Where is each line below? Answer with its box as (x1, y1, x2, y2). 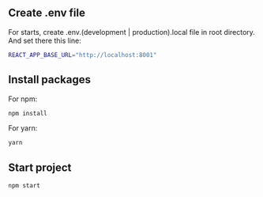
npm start (8, 182, 41, 190)
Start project (8, 161, 72, 174)
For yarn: (8, 123, 38, 133)
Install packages (8, 73, 91, 86)
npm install (8, 109, 47, 117)
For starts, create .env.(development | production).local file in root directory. (8, 27, 255, 36)
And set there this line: (8, 36, 81, 45)
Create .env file (8, 6, 85, 20)
